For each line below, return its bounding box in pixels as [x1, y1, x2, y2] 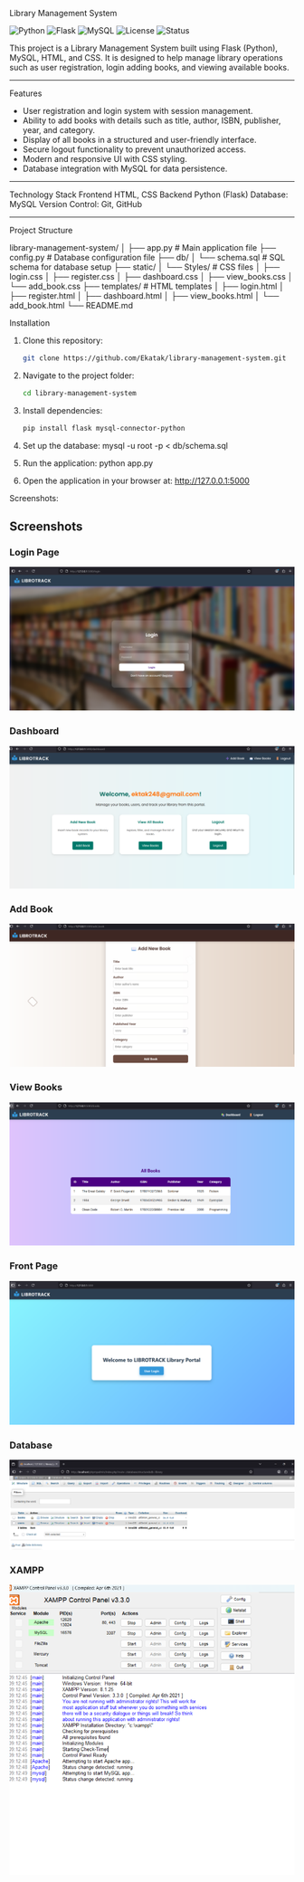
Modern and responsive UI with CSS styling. [22, 154, 187, 164]
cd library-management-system [22, 388, 138, 397]
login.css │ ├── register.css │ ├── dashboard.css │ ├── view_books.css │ [9, 271, 294, 281]
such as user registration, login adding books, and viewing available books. [9, 62, 290, 72]
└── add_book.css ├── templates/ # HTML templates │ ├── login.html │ [9, 280, 285, 291]
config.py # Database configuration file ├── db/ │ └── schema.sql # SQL [9, 252, 286, 262]
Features [9, 88, 43, 99]
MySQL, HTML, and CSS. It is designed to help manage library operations [9, 52, 283, 62]
